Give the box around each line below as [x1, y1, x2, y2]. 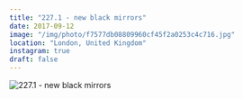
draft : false [9, 55, 58, 64]
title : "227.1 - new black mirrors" [9, 13, 147, 22]
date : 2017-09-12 [9, 22, 75, 31]
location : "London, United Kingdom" [9, 38, 147, 48]
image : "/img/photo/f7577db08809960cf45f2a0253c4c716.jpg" [9, 30, 236, 39]
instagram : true [9, 47, 70, 56]
